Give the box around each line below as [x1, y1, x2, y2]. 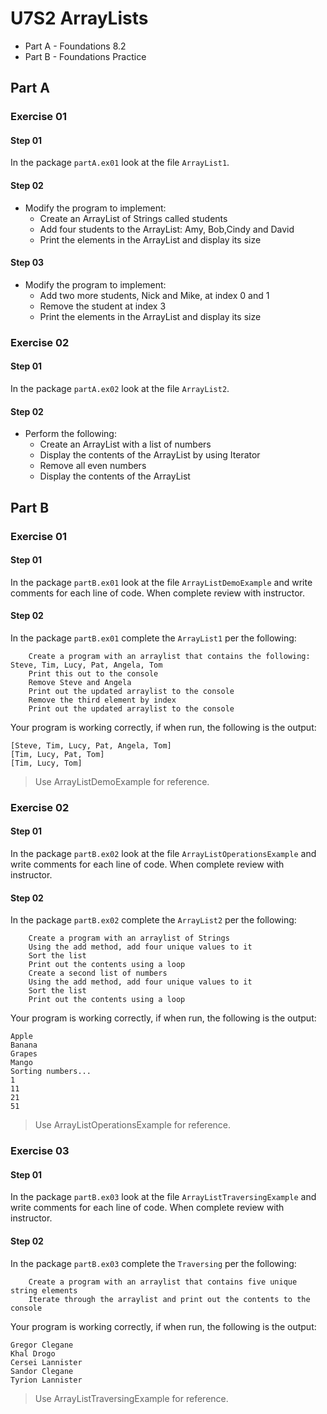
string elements [10, 1285, 78, 1296]
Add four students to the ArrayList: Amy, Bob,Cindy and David [39, 223, 295, 235]
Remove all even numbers [39, 460, 147, 472]
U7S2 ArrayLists [10, 7, 149, 30]
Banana [10, 1040, 38, 1051]
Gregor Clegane [10, 1340, 74, 1350]
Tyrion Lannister [10, 1375, 83, 1385]
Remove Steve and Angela [28, 677, 132, 687]
